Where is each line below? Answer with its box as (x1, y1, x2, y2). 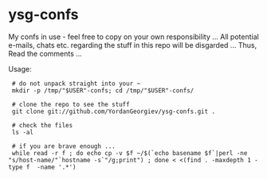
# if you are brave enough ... (11, 142, 116, 150)
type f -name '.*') (8, 163, 77, 171)
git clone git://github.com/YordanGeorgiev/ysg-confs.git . (11, 107, 216, 115)
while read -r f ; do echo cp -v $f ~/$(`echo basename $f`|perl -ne (11, 149, 248, 157)
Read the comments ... (8, 49, 82, 58)
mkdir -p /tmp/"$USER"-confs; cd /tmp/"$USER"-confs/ (11, 86, 194, 95)
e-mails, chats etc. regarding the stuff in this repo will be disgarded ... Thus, (8, 40, 257, 49)
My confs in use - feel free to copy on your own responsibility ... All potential (8, 32, 259, 41)
